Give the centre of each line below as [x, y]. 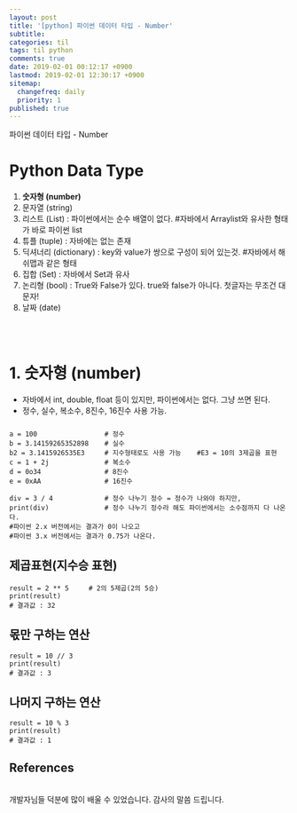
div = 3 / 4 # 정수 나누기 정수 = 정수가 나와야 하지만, [125, 499]
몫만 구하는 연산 [50, 635]
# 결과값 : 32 [32, 605]
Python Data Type [77, 171]
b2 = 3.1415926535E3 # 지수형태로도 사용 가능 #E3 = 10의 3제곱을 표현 [143, 454]
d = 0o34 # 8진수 [69, 472]
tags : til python [41, 51]
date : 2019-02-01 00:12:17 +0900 [71, 67]
